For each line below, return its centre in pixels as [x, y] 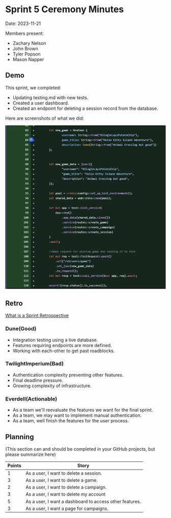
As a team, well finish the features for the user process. [70, 421]
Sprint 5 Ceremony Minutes [65, 9]
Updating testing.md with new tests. [50, 97]
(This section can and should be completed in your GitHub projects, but [80, 449]
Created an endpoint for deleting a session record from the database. [85, 108]
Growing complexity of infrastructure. [52, 386]
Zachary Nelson [30, 43]
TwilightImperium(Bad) [35, 364]
